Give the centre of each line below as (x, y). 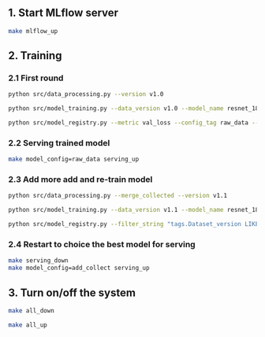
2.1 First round (36, 78)
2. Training (35, 56)
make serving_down (38, 261)
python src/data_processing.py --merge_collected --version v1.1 (118, 196)
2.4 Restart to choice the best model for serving (102, 245)
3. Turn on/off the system (72, 293)
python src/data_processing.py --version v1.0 (86, 94)
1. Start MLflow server (63, 13)
